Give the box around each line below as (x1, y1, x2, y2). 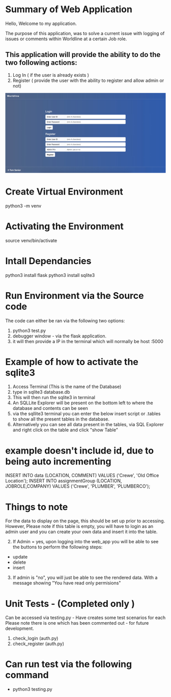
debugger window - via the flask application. (12, 332, 107, 339)
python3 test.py (12, 327, 46, 333)
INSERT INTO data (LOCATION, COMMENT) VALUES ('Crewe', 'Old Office (5, 472, 159, 479)
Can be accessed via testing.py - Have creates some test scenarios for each (5, 615, 166, 621)
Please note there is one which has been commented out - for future (5, 620, 149, 626)
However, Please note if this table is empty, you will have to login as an (5, 523, 154, 529)
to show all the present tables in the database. (12, 416, 110, 422)
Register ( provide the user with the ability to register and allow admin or (12, 77, 164, 83)
